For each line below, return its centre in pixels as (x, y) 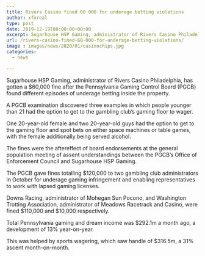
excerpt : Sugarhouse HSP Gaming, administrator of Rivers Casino (91, 35)
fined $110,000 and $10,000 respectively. (58, 211)
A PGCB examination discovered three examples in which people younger (99, 105)
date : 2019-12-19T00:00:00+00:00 (49, 29)
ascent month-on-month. (38, 247)
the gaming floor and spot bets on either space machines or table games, (99, 130)
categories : (21, 52)
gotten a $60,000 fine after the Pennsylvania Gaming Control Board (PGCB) (101, 87)
